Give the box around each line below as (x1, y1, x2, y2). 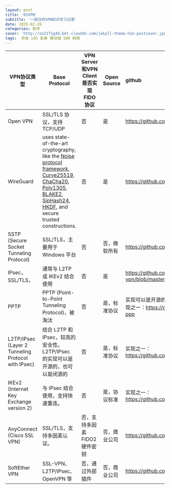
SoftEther (8, 464, 30, 471)
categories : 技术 (5, 26, 40, 31)
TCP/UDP (42, 125, 65, 132)
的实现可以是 (42, 355, 73, 362)
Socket (8, 243, 24, 250)
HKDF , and (42, 203, 68, 210)
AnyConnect (8, 425, 38, 432)
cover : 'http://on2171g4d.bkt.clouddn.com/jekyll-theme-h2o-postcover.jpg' (5, 31, 168, 36)
